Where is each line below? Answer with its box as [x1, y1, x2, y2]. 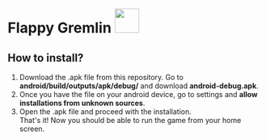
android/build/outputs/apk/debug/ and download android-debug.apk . [19, 81, 260, 91]
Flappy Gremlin [7, 19, 112, 37]
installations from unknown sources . [19, 98, 146, 108]
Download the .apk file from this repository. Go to [19, 73, 184, 82]
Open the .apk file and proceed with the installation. [19, 107, 192, 117]
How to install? [7, 51, 84, 65]
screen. [19, 124, 45, 134]
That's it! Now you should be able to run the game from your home [19, 116, 242, 125]
